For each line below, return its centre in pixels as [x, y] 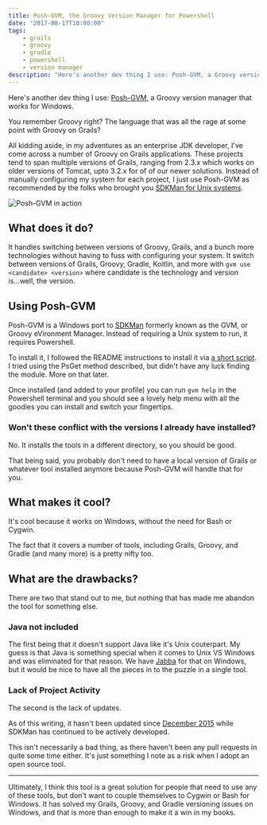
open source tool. [37, 764]
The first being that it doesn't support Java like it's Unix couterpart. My [124, 644]
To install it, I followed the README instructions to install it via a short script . [132, 358]
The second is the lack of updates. [65, 708]
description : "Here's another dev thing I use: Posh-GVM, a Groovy [122, 75]
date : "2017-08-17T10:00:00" [56, 23]
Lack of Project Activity [54, 690]
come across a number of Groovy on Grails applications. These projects [126, 154]
